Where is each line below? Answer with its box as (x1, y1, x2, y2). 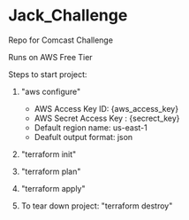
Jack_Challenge (8, 5, 128, 26)
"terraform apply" (20, 183, 86, 193)
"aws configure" (20, 86, 81, 97)
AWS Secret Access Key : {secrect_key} (34, 113, 180, 123)
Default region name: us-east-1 (34, 122, 147, 133)
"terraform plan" (20, 166, 81, 177)
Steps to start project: (8, 68, 87, 80)
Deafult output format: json (34, 131, 133, 142)
